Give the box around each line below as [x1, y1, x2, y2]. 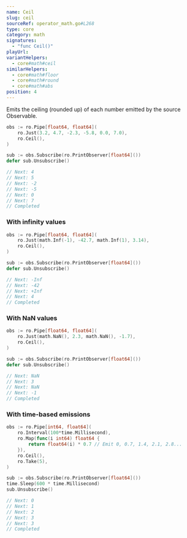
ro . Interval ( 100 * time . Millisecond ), [17, 430, 112, 436]
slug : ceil [6, 15, 34, 21]
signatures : [6, 37, 37, 44]
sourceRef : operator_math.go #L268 [6, 20, 95, 26]
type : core [6, 26, 34, 33]
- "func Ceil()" [12, 44, 53, 50]
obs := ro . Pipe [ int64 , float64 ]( [6, 424, 92, 430]
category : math [6, 32, 45, 38]
